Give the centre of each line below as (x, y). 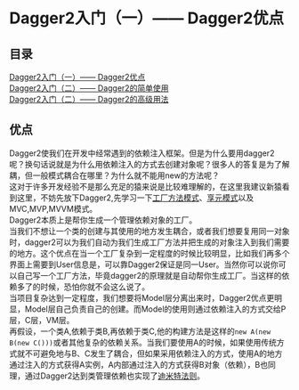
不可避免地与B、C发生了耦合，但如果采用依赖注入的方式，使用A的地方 (154, 353)
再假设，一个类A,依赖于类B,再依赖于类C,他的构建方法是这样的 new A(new (140, 331)
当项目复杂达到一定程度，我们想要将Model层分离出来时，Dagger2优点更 (142, 297)
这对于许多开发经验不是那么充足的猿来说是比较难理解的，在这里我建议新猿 (145, 186)
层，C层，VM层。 (42, 320)
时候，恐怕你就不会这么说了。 (94, 287)
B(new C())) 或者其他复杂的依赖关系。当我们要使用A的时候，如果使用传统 (143, 342)
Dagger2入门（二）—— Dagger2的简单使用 (89, 88)
